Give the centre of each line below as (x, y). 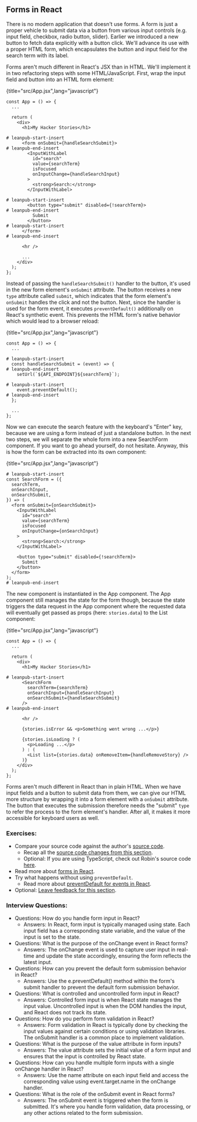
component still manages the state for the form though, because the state (96, 600)
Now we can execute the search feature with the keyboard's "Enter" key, (94, 427)
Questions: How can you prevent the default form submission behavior (101, 968)
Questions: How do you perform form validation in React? (84, 1019)
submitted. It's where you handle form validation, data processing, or (107, 1107)
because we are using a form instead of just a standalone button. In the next (99, 433)
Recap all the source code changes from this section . (88, 852)
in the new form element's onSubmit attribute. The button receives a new (94, 290)
